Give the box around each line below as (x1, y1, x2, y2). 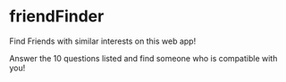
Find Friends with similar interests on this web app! (9, 36, 197, 46)
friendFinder (9, 6, 105, 27)
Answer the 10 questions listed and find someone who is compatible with (9, 53, 278, 63)
